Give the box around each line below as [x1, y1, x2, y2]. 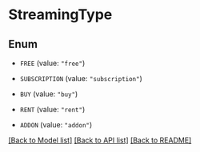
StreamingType [8, 6, 113, 24]
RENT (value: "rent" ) [19, 105, 86, 114]
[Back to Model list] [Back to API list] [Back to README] [8, 135, 192, 145]
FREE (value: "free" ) [19, 58, 86, 68]
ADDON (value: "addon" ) [19, 120, 93, 129]
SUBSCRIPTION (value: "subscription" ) [19, 74, 142, 83]
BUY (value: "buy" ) [19, 89, 78, 99]
